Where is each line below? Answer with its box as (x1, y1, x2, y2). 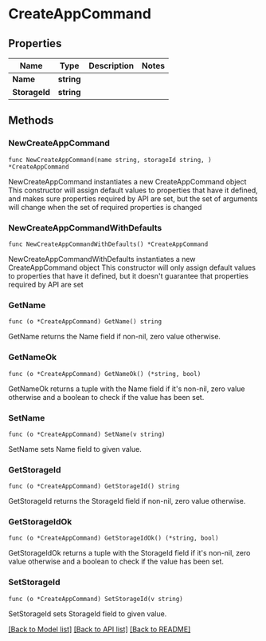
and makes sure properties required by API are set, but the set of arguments (8, 193, 258, 204)
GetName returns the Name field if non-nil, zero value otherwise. (8, 332, 221, 342)
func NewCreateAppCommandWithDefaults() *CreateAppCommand (8, 240, 209, 248)
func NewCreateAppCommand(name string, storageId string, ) (8, 156, 213, 164)
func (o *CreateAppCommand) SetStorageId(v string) (8, 595, 183, 603)
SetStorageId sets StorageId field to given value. (8, 608, 167, 619)
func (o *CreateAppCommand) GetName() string (8, 318, 162, 326)
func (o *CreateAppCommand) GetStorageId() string (8, 482, 180, 491)
